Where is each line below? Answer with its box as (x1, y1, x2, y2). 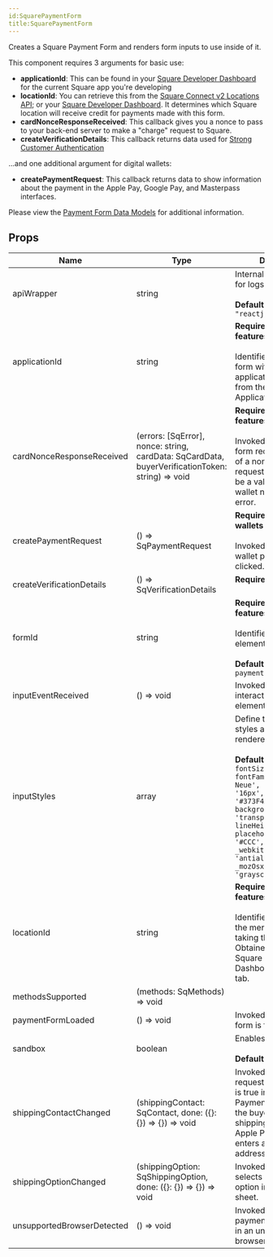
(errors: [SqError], (136, 431, 206, 442)
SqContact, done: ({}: (136, 1107, 217, 1119)
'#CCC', (235, 838, 265, 847)
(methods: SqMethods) (136, 986, 225, 997)
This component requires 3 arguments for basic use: (8, 58, 184, 68)
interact (235, 690, 265, 701)
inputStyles (12, 791, 56, 802)
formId (12, 632, 38, 643)
